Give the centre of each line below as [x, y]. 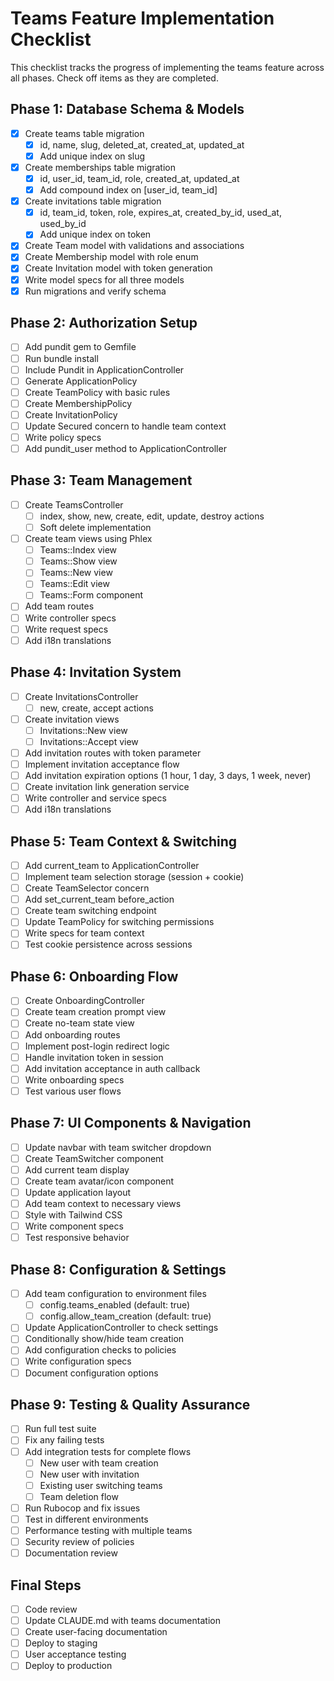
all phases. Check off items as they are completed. [114, 78]
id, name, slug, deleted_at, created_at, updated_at [142, 144]
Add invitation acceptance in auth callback [112, 1068]
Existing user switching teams [101, 1485]
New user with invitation [89, 1474]
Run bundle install [61, 358]
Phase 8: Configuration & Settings [118, 1269]
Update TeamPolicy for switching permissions [119, 922]
